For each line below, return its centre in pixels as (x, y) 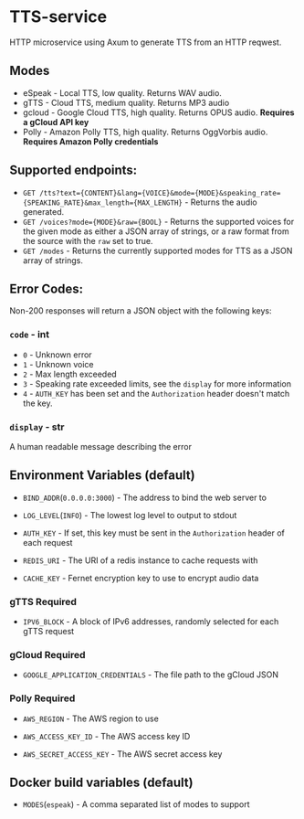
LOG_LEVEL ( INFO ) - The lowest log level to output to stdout (130, 515)
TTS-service (58, 17)
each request (47, 542)
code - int (30, 335)
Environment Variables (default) (102, 476)
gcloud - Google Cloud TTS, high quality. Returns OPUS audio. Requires (158, 112)
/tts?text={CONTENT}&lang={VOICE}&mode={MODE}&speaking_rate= (160, 193)
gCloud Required (47, 655)
